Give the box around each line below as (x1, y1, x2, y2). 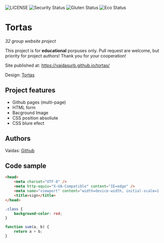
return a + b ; (14, 229, 43, 234)
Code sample (5, 161, 47, 170)
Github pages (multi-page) (12, 99, 66, 105)
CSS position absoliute (12, 115, 58, 121)
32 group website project (5, 38, 56, 44)
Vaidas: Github (5, 148, 35, 153)
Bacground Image (12, 110, 49, 116)
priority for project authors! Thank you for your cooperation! (5, 53, 127, 59)
